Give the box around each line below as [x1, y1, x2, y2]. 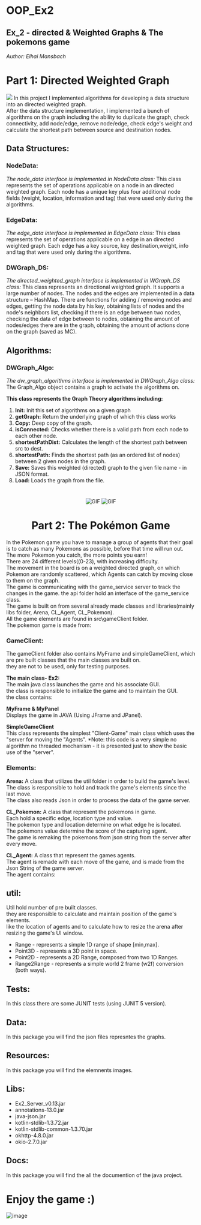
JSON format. [14, 470, 49, 478]
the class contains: [6, 693, 53, 701]
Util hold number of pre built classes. [6, 904, 98, 911]
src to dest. [14, 445, 43, 452]
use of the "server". [6, 749, 55, 756]
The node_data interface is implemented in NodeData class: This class [6, 175, 181, 182]
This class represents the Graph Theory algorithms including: [6, 395, 163, 402]
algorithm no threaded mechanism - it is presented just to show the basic [6, 742, 187, 750]
